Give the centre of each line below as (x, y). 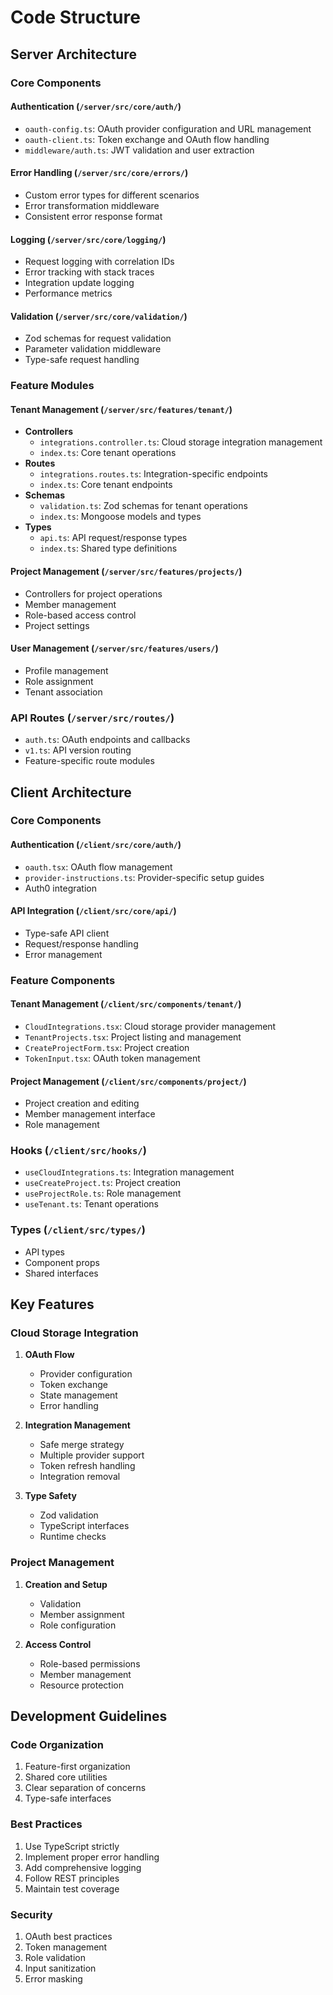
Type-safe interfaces (68, 1798)
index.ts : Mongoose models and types (120, 517)
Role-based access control (80, 615)
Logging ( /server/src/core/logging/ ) (88, 239)
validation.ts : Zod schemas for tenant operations (143, 506)
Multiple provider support (92, 1455)
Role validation (55, 1958)
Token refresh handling (87, 1466)
